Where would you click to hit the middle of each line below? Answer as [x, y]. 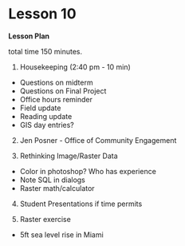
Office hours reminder [56, 99]
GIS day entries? [47, 125]
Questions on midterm [56, 82]
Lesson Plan [29, 36]
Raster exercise [45, 219]
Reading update [46, 116]
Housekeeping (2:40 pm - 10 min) [75, 67]
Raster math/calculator [57, 188]
